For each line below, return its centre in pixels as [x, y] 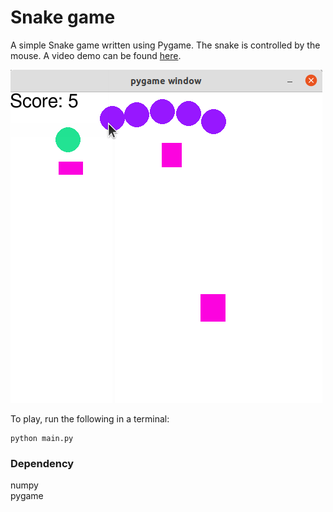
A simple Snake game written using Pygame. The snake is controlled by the [165, 45]
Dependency [42, 463]
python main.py [42, 438]
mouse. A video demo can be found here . [96, 55]
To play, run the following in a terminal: [90, 418]
